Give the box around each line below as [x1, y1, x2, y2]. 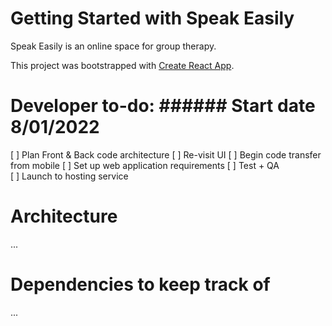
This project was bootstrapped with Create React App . [10, 59, 235, 71]
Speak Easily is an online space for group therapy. [10, 40, 217, 52]
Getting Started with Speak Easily [10, 7, 295, 30]
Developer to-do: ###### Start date [10, 95, 316, 117]
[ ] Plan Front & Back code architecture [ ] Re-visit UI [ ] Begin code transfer [10, 148, 322, 161]
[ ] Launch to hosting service [10, 170, 129, 182]
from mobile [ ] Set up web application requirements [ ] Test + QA [10, 159, 280, 171]
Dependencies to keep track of [10, 273, 271, 296]
